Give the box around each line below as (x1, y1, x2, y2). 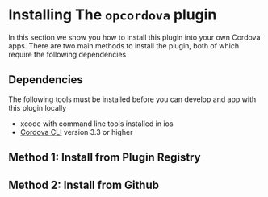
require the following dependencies (8, 49, 127, 59)
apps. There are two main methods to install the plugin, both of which (8, 40, 240, 50)
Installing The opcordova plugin (8, 6, 217, 24)
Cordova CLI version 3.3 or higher (19, 127, 133, 136)
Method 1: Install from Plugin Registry (8, 151, 201, 165)
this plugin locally (8, 103, 67, 112)
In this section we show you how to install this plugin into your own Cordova (8, 32, 261, 42)
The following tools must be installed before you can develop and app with (8, 94, 257, 104)
